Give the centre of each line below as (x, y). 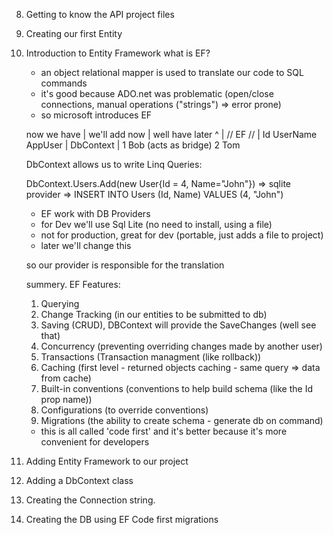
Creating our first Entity (74, 33)
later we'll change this (86, 245)
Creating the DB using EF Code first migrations (122, 519)
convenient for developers (95, 442)
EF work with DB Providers (95, 213)
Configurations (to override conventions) (124, 410)
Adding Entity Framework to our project (107, 461)
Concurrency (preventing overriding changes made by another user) (181, 346)
